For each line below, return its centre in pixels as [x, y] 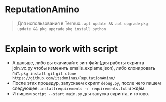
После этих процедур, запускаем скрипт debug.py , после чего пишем [87, 83]
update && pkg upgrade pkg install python [61, 29]
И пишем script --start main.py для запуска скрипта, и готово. [81, 93]
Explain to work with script [61, 49]
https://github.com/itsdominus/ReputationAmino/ [64, 78]
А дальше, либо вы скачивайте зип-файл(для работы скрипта [78, 63]
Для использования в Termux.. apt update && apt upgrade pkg [82, 23]
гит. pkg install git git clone [44, 73]
